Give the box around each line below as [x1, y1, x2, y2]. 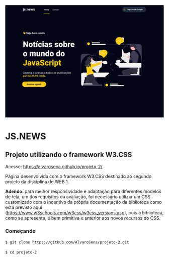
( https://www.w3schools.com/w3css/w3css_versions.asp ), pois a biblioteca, [5, 210, 164, 216]
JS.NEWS [5, 131, 46, 142]
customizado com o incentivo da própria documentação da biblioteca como [5, 199, 162, 205]
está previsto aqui [5, 204, 43, 210]
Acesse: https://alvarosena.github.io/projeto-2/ [5, 164, 103, 170]
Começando [5, 228, 36, 235]
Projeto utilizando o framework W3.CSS [5, 150, 132, 159]
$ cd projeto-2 [5, 249, 37, 255]
